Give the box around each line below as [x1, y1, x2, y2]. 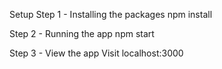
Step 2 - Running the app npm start [9, 28, 155, 39]
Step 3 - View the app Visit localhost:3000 [9, 47, 184, 59]
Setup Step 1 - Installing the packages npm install [9, 9, 213, 20]
